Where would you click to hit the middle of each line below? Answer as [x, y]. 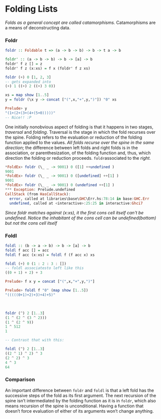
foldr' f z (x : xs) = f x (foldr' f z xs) [48, 68]
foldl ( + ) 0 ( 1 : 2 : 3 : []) [36, 264]
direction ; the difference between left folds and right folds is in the [71, 147]
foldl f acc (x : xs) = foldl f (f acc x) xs [50, 255]
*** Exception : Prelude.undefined [40, 190]
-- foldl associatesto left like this [44, 268]
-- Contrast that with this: [35, 340]
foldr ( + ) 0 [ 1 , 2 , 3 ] [28, 77]
